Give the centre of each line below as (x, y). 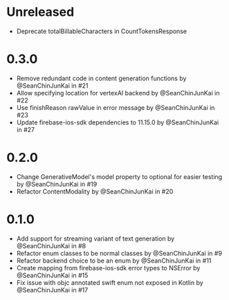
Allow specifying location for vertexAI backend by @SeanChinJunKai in (118, 93)
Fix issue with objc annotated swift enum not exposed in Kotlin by (110, 282)
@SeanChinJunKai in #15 (52, 275)
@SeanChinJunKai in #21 (52, 85)
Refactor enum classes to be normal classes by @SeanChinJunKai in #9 (119, 253)
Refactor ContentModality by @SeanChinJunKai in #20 (95, 191)
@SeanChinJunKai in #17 (52, 290)
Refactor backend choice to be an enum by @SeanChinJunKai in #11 (114, 261)
